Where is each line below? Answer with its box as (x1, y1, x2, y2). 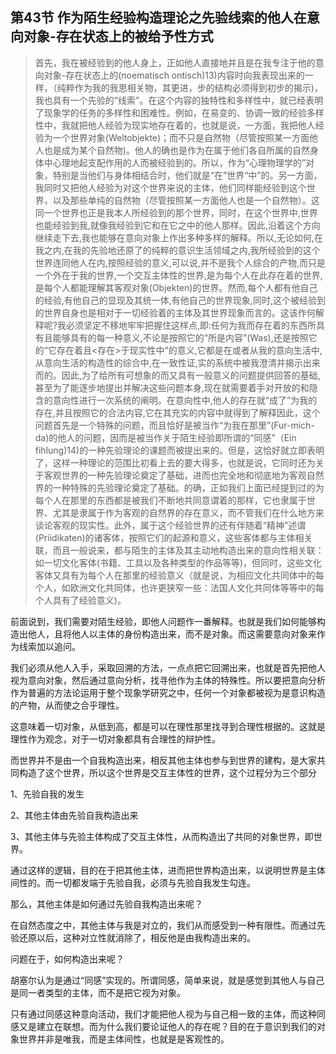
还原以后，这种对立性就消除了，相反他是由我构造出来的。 (18, 931, 256, 943)
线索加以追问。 (18, 640, 81, 652)
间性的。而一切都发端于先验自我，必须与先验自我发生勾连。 (10, 876, 256, 888)
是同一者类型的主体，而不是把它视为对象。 (10, 986, 186, 998)
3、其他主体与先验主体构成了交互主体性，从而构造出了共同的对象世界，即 (10, 830, 314, 842)
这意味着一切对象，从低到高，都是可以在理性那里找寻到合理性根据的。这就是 (10, 720, 326, 732)
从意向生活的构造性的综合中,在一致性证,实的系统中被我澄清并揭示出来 (34, 356, 321, 368)
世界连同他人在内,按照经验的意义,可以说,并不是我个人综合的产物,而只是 (34, 256, 326, 268)
